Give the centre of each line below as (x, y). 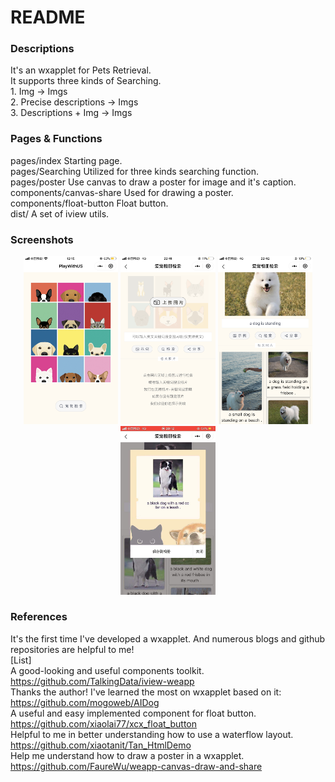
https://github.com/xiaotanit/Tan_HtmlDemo (101, 745)
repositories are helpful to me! (72, 649)
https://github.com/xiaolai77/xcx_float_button (104, 723)
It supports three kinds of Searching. (86, 81)
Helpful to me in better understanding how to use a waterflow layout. (152, 734)
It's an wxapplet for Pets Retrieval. (81, 70)
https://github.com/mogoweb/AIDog (85, 702)
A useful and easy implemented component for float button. (133, 713)
